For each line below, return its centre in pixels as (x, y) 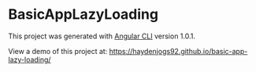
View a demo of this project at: (58, 51)
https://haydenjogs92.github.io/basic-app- (178, 51)
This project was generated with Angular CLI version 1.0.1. (102, 36)
